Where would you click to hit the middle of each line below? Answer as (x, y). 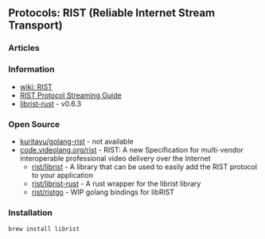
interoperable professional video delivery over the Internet (115, 158)
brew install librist (44, 229)
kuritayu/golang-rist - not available (76, 141)
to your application (62, 175)
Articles (24, 48)
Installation (31, 212)
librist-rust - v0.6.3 (51, 103)
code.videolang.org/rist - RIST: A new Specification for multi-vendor (132, 149)
